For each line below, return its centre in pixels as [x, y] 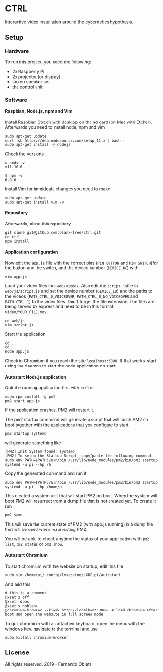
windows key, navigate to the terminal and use [52, 629]
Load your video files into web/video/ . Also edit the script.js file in [72, 286]
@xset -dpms [17, 601]
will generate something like [33, 443]
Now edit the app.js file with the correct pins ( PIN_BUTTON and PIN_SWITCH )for [81, 263]
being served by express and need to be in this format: [60, 307]
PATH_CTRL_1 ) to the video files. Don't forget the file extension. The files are [80, 302]
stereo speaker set [31, 81]
